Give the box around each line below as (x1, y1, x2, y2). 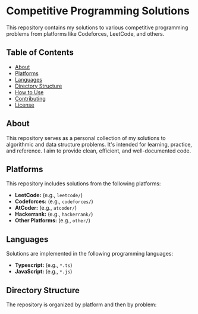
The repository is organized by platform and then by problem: (6, 301, 157, 308)
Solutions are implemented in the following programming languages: (6, 250, 174, 257)
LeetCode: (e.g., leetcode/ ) (14, 192, 83, 199)
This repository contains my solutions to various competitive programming (6, 24, 188, 31)
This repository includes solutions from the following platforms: (6, 180, 161, 187)
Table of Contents (6, 48, 74, 58)
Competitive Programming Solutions (6, 4, 190, 18)
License (14, 101, 34, 108)
